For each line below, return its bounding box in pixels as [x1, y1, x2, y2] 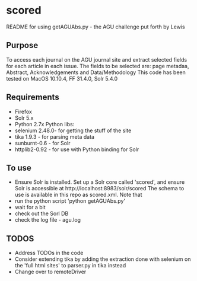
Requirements [6, 92, 59, 103]
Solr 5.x [14, 114, 34, 122]
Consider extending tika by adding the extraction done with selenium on [14, 256, 191, 263]
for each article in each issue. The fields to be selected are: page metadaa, [6, 62, 189, 69]
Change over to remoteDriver [14, 268, 87, 276]
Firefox [14, 108, 33, 115]
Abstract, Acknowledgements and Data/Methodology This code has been [6, 69, 186, 76]
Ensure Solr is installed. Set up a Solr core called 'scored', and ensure [14, 178, 185, 186]
